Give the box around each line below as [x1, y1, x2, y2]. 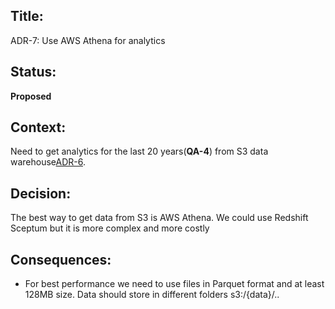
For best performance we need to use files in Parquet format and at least [24, 278, 325, 290]
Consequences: [10, 251, 112, 268]
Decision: [10, 185, 72, 202]
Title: [10, 8, 44, 25]
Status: [10, 64, 57, 81]
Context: [10, 119, 67, 136]
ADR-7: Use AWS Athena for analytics [10, 34, 166, 46]
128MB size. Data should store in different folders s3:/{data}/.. [24, 289, 280, 301]
